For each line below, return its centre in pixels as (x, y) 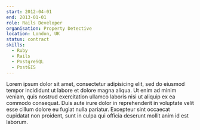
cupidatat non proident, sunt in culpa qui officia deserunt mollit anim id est (98, 116)
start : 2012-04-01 (29, 12)
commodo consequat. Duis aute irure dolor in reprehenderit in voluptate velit (100, 103)
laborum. (17, 122)
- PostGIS (24, 67)
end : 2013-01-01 (26, 17)
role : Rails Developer (34, 23)
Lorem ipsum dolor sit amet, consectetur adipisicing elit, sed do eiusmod (96, 84)
